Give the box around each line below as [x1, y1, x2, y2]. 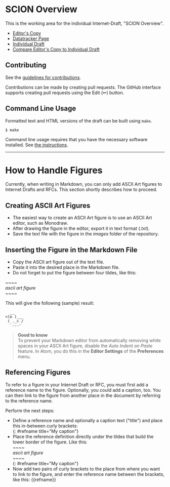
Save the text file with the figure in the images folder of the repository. [12, 231, 159, 237]
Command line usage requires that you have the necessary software [5, 137, 148, 143]
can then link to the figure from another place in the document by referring [5, 392, 161, 398]
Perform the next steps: [5, 408, 55, 414]
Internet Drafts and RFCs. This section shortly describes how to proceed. [5, 186, 158, 193]
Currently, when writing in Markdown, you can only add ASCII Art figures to [5, 181, 162, 187]
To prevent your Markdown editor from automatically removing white [17, 338, 161, 343]
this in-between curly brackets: [12, 423, 78, 429]
